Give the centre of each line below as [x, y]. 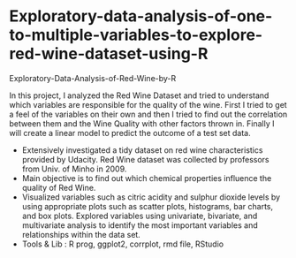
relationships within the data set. [81, 234]
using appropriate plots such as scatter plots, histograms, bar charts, [148, 206]
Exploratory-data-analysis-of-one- [141, 16]
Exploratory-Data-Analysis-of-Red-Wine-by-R [93, 78]
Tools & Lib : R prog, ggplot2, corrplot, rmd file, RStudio [122, 244]
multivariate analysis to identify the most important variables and [140, 225]
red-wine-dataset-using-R [109, 54]
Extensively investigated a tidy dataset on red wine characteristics [142, 150]
